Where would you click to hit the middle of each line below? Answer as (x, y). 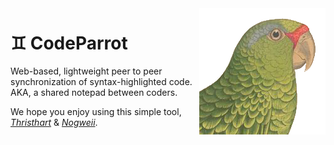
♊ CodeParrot (69, 43)
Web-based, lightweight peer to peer (86, 71)
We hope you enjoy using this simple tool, (96, 111)
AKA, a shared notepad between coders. (94, 92)
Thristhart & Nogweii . (54, 122)
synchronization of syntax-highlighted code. (101, 81)
